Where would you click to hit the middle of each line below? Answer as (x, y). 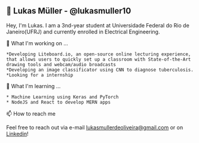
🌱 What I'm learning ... (33, 86)
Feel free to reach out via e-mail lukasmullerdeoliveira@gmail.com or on (95, 127)
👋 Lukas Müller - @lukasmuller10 (69, 11)
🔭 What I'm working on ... (37, 43)
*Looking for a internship (40, 75)
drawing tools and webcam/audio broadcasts (61, 64)
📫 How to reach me (31, 113)
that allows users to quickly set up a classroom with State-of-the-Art (99, 59)
